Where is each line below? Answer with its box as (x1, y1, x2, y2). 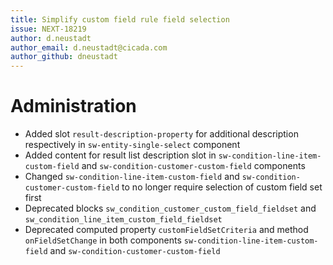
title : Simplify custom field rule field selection (10, 14, 230, 25)
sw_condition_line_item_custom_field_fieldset (24, 215, 223, 225)
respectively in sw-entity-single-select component (24, 139, 241, 151)
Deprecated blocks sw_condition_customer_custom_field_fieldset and (24, 202, 317, 215)
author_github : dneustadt (10, 52, 118, 62)
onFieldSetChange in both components (24, 234, 182, 246)
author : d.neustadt (10, 33, 92, 43)
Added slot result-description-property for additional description (24, 128, 299, 140)
